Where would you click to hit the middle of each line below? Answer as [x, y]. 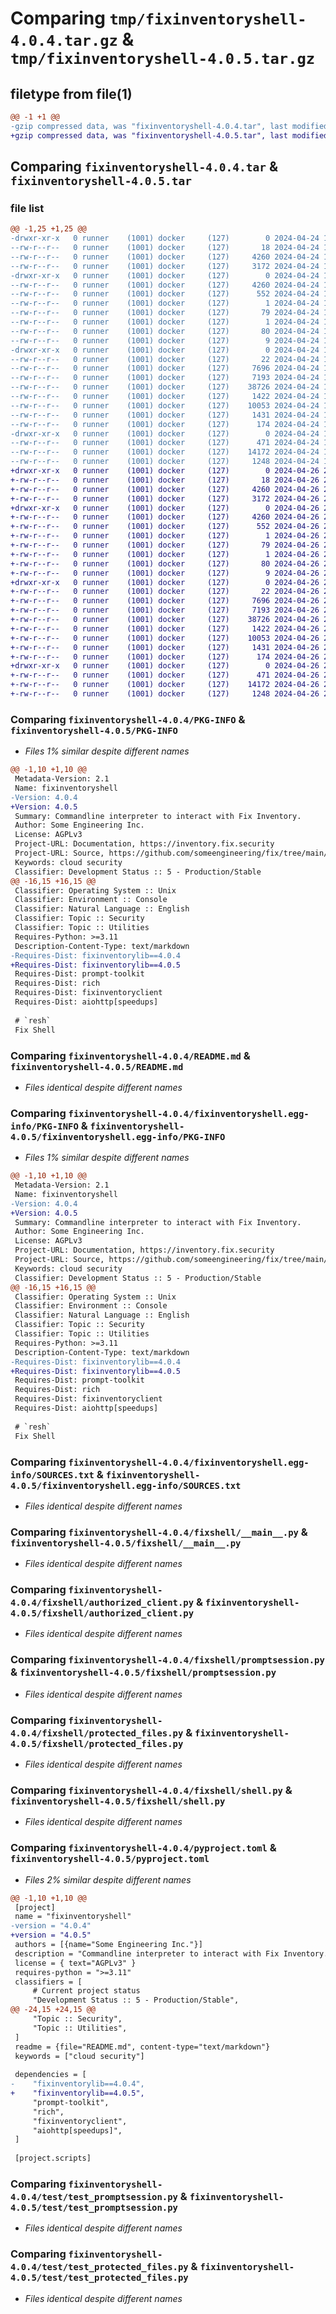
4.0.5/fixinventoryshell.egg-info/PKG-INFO [118, 1136]
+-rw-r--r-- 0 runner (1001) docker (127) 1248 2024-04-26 [165, 694]
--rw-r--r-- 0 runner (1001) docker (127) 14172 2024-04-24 [165, 452]
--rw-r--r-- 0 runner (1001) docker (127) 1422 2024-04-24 [165, 397]
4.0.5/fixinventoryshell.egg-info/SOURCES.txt [126, 1485]
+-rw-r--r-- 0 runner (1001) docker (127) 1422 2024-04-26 [165, 628]
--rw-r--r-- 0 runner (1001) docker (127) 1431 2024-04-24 [165, 415]
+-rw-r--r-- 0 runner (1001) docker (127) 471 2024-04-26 [165, 675]
